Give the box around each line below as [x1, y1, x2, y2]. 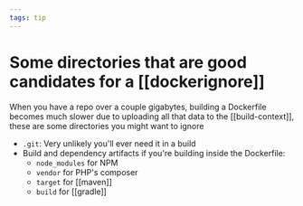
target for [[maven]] [35, 176, 113, 187]
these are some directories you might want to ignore [9, 120, 204, 131]
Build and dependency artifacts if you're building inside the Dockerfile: [22, 147, 286, 158]
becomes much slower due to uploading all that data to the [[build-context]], [9, 110, 295, 122]
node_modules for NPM [35, 157, 118, 168]
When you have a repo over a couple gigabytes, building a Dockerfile [9, 101, 267, 112]
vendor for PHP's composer [35, 166, 138, 177]
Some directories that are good [9, 51, 247, 72]
